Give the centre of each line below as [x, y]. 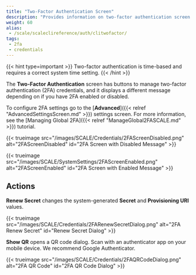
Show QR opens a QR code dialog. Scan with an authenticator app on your [96, 242]
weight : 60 [19, 22]
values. [15, 206]
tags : [13, 39]
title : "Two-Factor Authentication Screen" [60, 11]
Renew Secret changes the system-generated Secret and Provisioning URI [97, 201]
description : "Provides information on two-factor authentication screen [98, 17]
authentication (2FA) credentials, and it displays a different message [88, 90]
